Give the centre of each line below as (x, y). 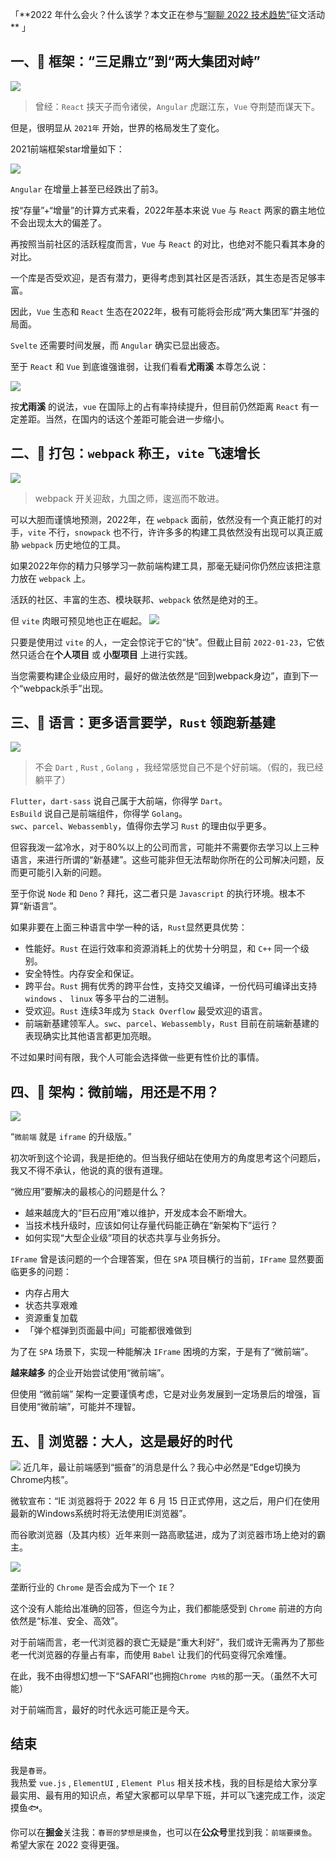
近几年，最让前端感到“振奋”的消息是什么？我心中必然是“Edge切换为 (162, 1467)
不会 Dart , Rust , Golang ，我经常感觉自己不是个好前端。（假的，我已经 (179, 767)
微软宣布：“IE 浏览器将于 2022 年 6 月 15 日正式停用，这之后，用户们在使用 (165, 1501)
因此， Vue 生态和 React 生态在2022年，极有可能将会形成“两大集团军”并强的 (165, 311)
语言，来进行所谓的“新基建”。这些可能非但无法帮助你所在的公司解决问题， (163, 860)
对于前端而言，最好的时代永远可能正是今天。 (102, 1710)
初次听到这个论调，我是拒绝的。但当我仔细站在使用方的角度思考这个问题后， (168, 1158)
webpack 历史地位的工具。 (73, 544)
